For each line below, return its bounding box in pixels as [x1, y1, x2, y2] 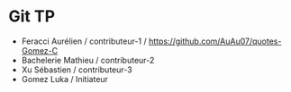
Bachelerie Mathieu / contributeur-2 [21, 54, 155, 65]
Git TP [8, 6, 56, 27]
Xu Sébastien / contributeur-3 [21, 64, 132, 75]
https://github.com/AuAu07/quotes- [148, 36, 282, 46]
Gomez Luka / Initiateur [21, 73, 109, 84]
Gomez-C [21, 45, 59, 55]
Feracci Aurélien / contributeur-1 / [21, 36, 148, 46]
